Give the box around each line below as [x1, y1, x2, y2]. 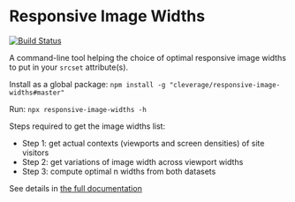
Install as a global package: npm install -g [9, 79, 166, 89]
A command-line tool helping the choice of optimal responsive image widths [9, 52, 287, 63]
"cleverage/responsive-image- [169, 80, 281, 89]
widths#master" [9, 88, 65, 97]
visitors [21, 147, 49, 158]
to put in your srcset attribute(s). [9, 62, 129, 72]
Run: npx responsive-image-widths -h [9, 103, 147, 114]
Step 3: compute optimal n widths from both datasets [21, 166, 216, 176]
